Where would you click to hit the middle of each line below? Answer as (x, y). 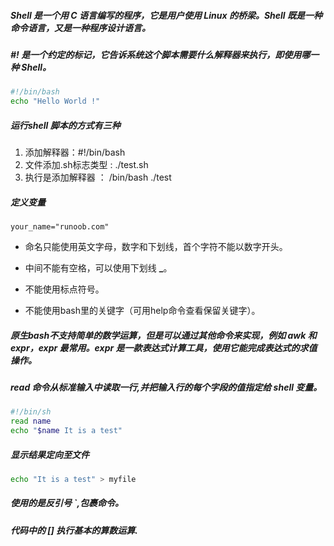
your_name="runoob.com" (60, 227)
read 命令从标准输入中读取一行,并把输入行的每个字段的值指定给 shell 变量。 (166, 387)
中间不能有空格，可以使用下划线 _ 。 (98, 268)
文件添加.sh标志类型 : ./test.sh (86, 165)
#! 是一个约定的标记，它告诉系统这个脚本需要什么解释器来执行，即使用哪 (160, 54)
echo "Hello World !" (55, 101)
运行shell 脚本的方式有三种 (65, 125)
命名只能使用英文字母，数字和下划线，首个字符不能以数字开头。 (156, 247)
